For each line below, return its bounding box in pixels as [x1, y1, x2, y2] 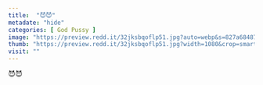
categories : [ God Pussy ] [8, 26, 96, 34]
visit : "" [8, 48, 41, 55]
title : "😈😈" [8, 11, 56, 19]
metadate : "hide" [8, 19, 65, 27]
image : [8, 33, 30, 41]
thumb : [8, 41, 30, 48]
